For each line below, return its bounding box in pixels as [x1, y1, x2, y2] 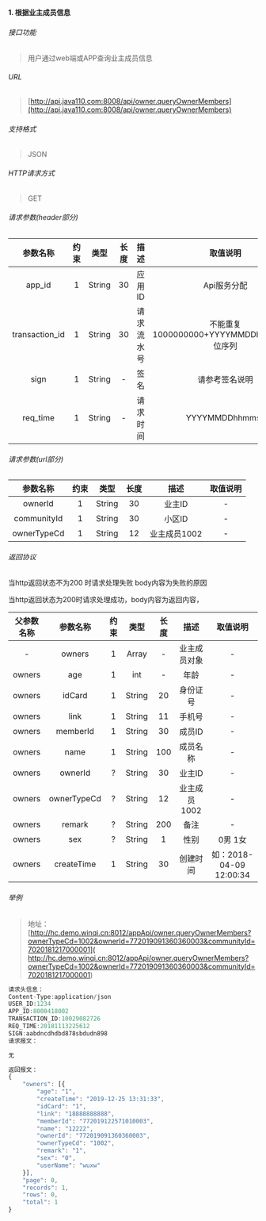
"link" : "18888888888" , [36, 1110, 115, 1118]
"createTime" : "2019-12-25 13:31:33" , [36, 1095, 165, 1103]
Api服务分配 [203, 280, 248, 291]
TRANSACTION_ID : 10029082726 [8, 1015, 101, 1023]
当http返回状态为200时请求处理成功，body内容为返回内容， [8, 595, 203, 605]
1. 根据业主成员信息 [8, 8, 71, 17]
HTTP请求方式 [8, 168, 55, 178]
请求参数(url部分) [8, 454, 64, 463]
